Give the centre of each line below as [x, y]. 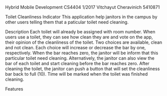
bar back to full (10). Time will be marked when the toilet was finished [77, 74]
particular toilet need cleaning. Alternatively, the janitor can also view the [80, 58]
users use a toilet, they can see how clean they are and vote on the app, [79, 37]
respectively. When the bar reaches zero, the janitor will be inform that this [82, 53]
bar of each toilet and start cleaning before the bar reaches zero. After [77, 63]
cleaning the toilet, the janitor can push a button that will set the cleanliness [83, 69]
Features [14, 89]
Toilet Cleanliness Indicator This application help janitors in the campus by [82, 17]
